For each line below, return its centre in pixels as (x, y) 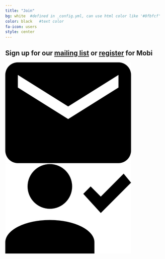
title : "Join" (20, 11)
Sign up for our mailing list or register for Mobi (79, 53)
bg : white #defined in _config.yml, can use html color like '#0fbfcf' (83, 16)
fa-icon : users (21, 27)
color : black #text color (35, 21)
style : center (20, 32)
